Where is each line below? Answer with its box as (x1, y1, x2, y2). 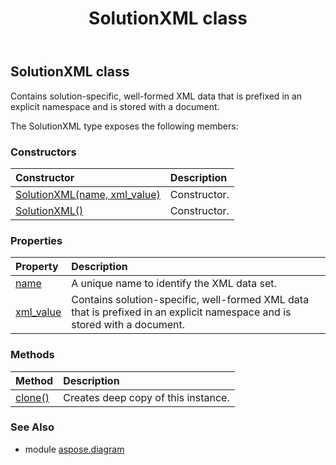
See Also (10, 420, 55, 434)
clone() (15, 390, 50, 404)
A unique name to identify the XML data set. (71, 277, 277, 291)
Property (15, 260, 59, 274)
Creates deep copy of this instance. (63, 390, 230, 404)
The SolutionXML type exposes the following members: (10, 120, 239, 132)
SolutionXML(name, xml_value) (15, 187, 161, 201)
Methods (10, 348, 55, 362)
